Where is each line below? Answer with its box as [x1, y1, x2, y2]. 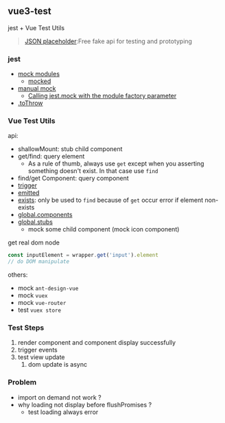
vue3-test [8, 5, 52, 17]
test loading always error [27, 408, 99, 416]
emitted [17, 189, 40, 197]
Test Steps [8, 323, 45, 332]
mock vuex [17, 291, 48, 299]
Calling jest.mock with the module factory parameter [27, 92, 177, 100]
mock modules [17, 70, 60, 78]
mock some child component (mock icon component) [27, 225, 180, 233]
